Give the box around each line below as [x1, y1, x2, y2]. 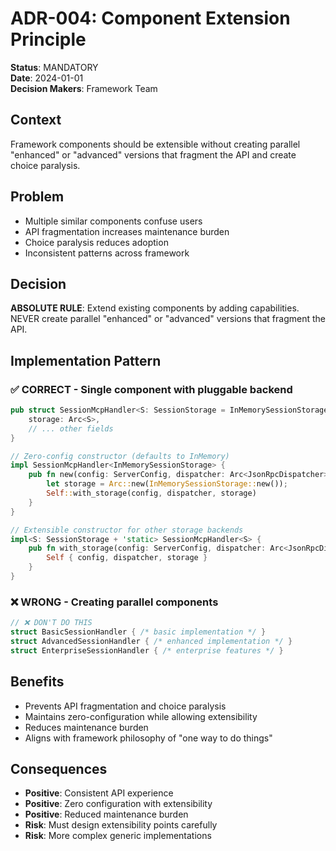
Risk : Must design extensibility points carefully [24, 819, 218, 831]
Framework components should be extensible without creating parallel [10, 138, 301, 150]
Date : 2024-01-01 [10, 72, 84, 84]
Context [10, 112, 62, 129]
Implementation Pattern [10, 352, 162, 369]
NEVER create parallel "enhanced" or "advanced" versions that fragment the [10, 313, 326, 325]
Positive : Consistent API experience [24, 787, 174, 799]
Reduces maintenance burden [24, 721, 149, 733]
